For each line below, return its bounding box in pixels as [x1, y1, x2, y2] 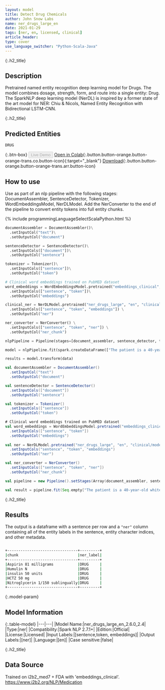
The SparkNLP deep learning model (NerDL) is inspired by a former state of [5, 95, 158, 101]
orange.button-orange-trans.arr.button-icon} [5, 163, 96, 169]
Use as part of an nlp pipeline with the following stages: [5, 191, 118, 196]
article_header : [5, 35, 38, 40]
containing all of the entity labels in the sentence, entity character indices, [5, 529, 155, 535]
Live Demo [31, 153, 51, 158]
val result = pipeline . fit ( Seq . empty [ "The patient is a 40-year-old [5, 487, 148, 493]
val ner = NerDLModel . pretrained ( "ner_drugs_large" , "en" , [5, 442, 129, 447]
